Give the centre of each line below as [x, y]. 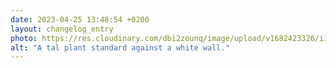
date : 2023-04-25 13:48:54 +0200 [80, 19]
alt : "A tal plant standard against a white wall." [120, 47]
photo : [24, 38]
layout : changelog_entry [62, 29]
